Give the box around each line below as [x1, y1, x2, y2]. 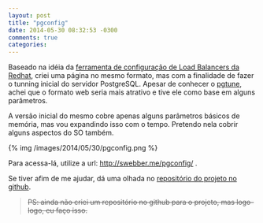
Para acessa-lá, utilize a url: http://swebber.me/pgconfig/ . [8, 158, 198, 168]
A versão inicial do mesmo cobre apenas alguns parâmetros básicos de [8, 111, 240, 121]
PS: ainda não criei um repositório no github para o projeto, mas [27, 198, 235, 207]
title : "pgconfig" [8, 19, 69, 27]
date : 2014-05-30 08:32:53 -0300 [8, 26, 118, 34]
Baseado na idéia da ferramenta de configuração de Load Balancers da [8, 62, 240, 72]
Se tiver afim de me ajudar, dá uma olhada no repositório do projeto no [8, 174, 238, 184]
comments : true [8, 33, 58, 42]
